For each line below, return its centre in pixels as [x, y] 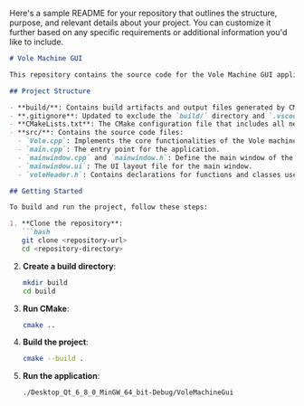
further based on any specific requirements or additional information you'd [148, 32]
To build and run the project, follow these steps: [109, 207]
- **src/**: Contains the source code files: [96, 133]
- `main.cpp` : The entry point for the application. [119, 149]
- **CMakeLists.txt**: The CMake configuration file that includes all [147, 124]
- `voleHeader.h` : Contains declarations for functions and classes [149, 175]
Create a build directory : [69, 266]
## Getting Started [46, 191]
